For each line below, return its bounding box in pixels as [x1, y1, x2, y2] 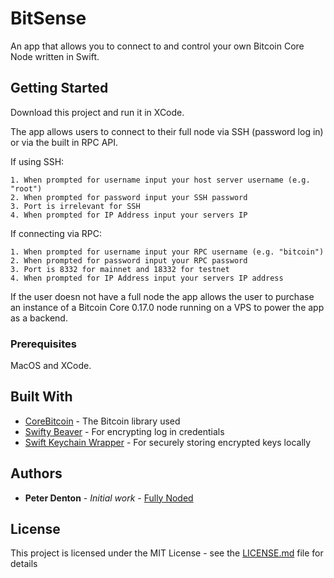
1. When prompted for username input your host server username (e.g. [10, 175, 311, 185]
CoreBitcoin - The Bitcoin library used [24, 415, 181, 427]
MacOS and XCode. [10, 360, 92, 372]
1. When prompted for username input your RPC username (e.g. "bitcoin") [10, 247, 325, 257]
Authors [10, 465, 63, 482]
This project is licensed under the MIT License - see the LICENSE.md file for [10, 547, 324, 559]
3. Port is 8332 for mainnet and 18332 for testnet [10, 264, 230, 274]
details [10, 558, 38, 570]
